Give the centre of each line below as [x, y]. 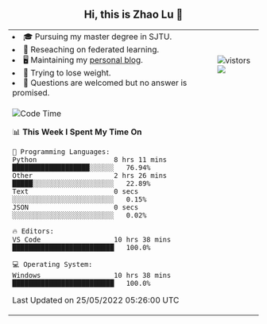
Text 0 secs [75, 191]
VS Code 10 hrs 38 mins [92, 239]
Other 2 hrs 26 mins [89, 175]
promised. [31, 92]
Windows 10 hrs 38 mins [92, 275]
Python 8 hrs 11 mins [89, 159]
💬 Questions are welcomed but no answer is [105, 83]
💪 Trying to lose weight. [67, 72]
